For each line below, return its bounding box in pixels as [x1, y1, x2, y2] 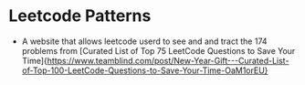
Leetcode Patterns [8, 5, 152, 27]
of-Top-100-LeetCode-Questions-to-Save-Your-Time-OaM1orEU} [21, 65, 268, 76]
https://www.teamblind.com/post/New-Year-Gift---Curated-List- [47, 55, 289, 66]
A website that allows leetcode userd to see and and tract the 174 [21, 36, 268, 47]
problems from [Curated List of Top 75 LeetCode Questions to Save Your [21, 45, 296, 56]
